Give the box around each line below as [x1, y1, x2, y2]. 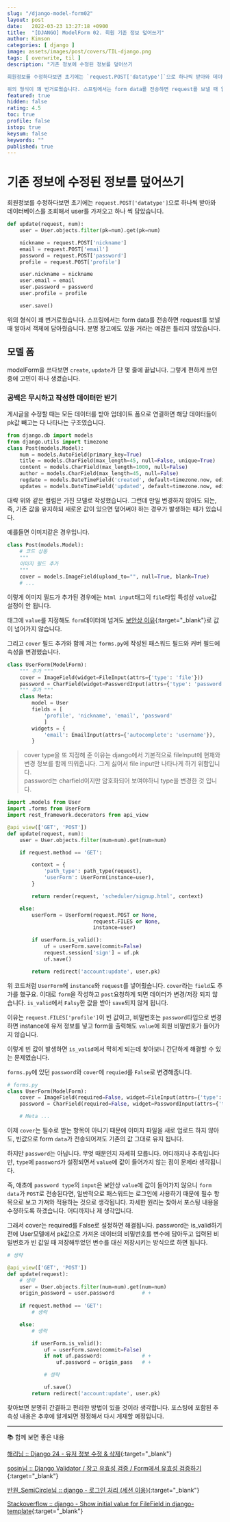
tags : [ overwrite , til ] [7, 55, 81, 62]
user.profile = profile [19, 290, 88, 297]
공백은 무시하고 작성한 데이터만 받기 [7, 393, 118, 403]
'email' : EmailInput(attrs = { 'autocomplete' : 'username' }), [43, 731, 216, 738]
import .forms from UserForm [7, 805, 90, 812]
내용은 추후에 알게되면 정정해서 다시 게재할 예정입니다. [19, 1412, 164, 1420]
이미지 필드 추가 [19, 561, 59, 568]
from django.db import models [7, 432, 94, 439]
